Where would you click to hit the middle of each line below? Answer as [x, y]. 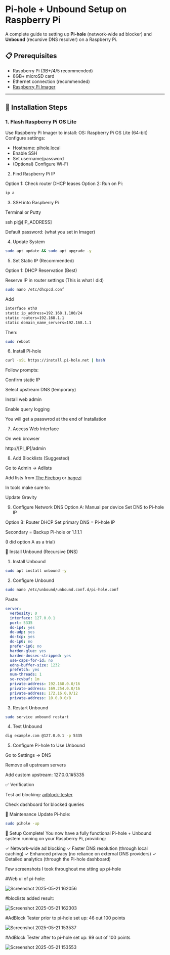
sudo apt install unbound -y [36, 571]
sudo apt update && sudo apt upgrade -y [49, 251]
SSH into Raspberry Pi [36, 203]
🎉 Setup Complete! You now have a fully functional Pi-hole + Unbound [78, 833]
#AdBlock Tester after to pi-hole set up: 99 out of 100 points [68, 938]
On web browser [23, 439]
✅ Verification [20, 785]
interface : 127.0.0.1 [33, 618]
